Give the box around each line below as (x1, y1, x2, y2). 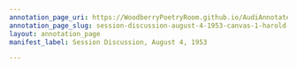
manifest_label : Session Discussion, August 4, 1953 (9, 37, 208, 47)
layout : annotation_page (9, 29, 101, 38)
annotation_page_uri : (9, 12, 89, 22)
